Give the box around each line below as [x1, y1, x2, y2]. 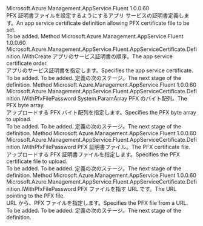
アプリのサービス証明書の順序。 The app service [52, 53, 173, 60]
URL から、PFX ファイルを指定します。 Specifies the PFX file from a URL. [6, 199, 188, 207]
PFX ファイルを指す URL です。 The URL [77, 185, 177, 192]
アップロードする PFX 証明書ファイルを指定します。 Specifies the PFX [6, 151, 181, 158]
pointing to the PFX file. [6, 192, 65, 199]
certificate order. [6, 59, 48, 67]
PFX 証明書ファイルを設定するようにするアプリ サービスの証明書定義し [6, 12, 184, 19]
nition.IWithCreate [6, 53, 52, 60]
